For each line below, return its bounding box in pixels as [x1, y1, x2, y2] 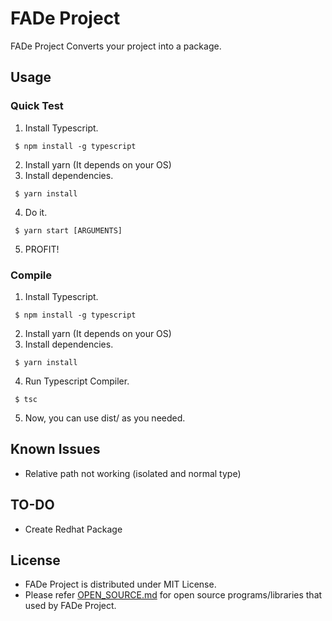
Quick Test [10, 99, 64, 113]
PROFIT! [24, 243, 60, 255]
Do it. [24, 206, 48, 218]
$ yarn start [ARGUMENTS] [14, 225, 123, 236]
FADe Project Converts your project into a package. [10, 40, 222, 52]
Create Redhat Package [24, 523, 123, 535]
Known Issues [10, 441, 101, 458]
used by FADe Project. [24, 600, 117, 612]
